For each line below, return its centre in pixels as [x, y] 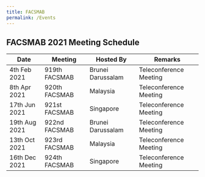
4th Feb [20, 70]
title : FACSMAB [26, 12]
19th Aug [23, 123]
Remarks [167, 60]
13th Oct [22, 140]
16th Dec [23, 157]
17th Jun [22, 105]
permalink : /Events [31, 18]
